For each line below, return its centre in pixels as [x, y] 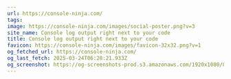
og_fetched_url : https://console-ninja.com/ [72, 52]
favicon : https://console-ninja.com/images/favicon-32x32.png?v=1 [104, 45]
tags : [15, 20]
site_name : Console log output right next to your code [89, 33]
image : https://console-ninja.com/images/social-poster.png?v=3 [101, 26]
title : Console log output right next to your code [82, 39]
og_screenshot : [29, 65]
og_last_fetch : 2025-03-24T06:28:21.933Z [67, 58]
